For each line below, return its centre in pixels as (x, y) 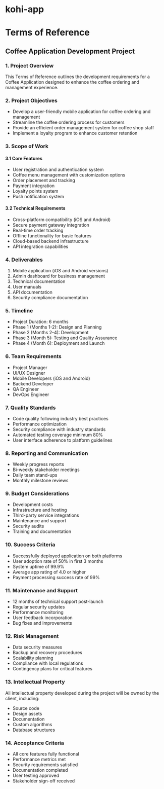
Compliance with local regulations (48, 663)
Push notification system (38, 197)
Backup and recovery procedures (47, 653)
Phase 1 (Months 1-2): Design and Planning (57, 327)
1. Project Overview (30, 65)
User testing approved (36, 775)
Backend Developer (33, 383)
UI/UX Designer (29, 373)
